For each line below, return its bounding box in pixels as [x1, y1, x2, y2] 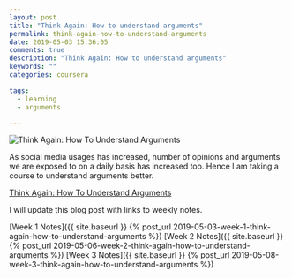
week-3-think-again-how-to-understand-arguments [9, 259, 198, 270]
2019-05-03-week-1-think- [173, 222, 272, 232]
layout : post [9, 12, 57, 22]
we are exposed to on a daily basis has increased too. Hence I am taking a [9, 161, 280, 172]
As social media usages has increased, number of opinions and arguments [9, 152, 281, 162]
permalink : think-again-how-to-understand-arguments [9, 29, 207, 38]
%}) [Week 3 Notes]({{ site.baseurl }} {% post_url [49, 250, 230, 260]
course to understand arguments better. [9, 170, 154, 181]
